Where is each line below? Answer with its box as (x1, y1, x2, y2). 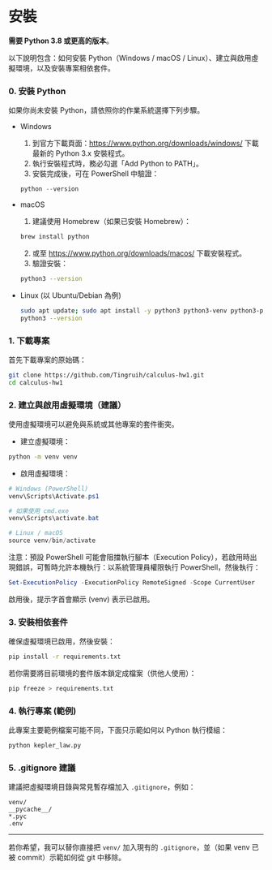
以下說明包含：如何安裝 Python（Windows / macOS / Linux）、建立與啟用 (8, 53, 252, 62)
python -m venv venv (8, 452, 79, 461)
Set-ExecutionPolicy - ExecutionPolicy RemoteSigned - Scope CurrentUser (8, 579, 255, 587)
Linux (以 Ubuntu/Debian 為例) (19, 290, 121, 300)
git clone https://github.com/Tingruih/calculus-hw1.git (8, 371, 205, 379)
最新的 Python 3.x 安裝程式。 (32, 149, 130, 158)
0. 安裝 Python (8, 85, 66, 97)
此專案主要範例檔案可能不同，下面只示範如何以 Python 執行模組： (8, 726, 228, 735)
